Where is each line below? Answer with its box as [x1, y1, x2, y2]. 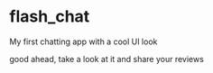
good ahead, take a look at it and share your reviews [9, 53, 205, 64]
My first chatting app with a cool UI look [9, 36, 158, 47]
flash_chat [9, 6, 90, 27]
